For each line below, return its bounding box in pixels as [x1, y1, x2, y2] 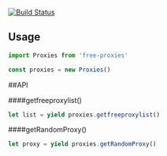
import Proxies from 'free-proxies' [8, 51, 128, 59]
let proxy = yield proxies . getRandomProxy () [8, 140, 157, 148]
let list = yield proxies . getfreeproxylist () [8, 111, 160, 119]
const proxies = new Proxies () [8, 66, 111, 74]
